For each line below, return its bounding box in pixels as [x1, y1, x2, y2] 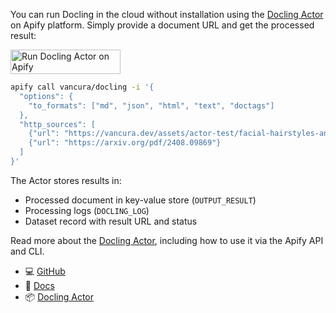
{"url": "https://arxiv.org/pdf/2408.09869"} [28, 138, 222, 148]
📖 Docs [24, 279, 55, 291]
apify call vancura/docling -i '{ [10, 82, 155, 92]
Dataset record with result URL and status [24, 215, 198, 227]
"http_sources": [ [19, 119, 97, 129]
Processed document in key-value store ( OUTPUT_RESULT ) [24, 194, 257, 206]
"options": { [19, 91, 74, 101]
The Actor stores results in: [10, 174, 122, 186]
